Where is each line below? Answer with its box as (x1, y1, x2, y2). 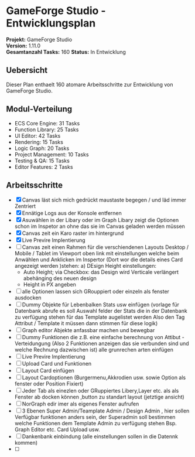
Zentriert (14, 203, 36, 210)
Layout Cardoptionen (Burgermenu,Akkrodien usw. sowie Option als (22, 374, 186, 381)
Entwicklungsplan (6, 16, 96, 30)
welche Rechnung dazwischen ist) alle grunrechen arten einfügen (14, 346, 174, 353)
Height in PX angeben (23, 281, 76, 288)
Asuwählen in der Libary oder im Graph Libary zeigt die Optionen (22, 217, 179, 224)
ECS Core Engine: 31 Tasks (14, 120, 80, 127)
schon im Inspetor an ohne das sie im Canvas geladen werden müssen (14, 223, 186, 230)
